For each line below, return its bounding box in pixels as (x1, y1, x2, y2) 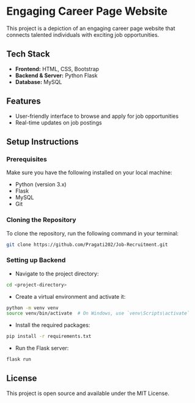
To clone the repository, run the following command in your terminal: (6, 229, 179, 237)
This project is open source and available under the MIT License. (6, 390, 170, 397)
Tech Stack (6, 49, 50, 59)
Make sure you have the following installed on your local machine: (6, 169, 172, 176)
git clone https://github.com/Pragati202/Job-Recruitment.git (6, 241, 168, 248)
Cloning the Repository (6, 216, 76, 225)
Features (6, 96, 41, 107)
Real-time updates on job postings (15, 118, 102, 126)
